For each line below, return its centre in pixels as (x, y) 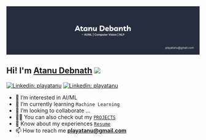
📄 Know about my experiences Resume (63, 123)
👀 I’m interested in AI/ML (46, 97)
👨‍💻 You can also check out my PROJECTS (65, 117)
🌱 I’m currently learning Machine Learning (67, 104)
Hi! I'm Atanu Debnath (49, 71)
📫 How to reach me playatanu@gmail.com (71, 130)
